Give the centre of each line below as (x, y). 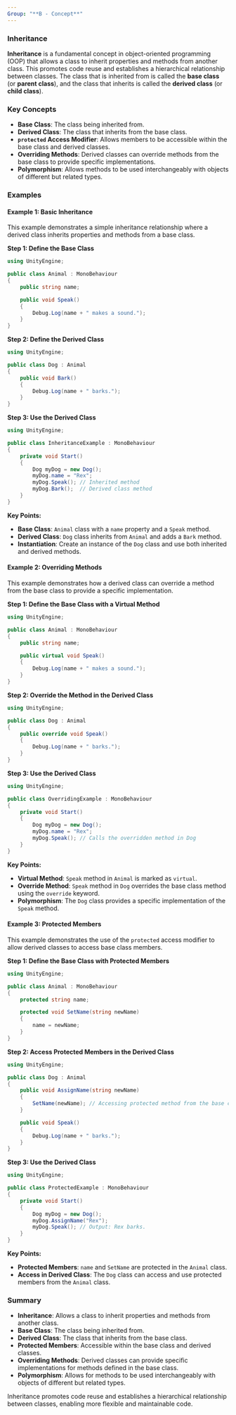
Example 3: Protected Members (54, 924)
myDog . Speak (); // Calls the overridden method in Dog (114, 838)
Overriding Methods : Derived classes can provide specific (103, 1360)
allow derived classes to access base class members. (85, 947)
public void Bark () (48, 378)
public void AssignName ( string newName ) (80, 1090)
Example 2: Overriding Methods (55, 567)
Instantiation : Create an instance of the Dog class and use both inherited (122, 544)
